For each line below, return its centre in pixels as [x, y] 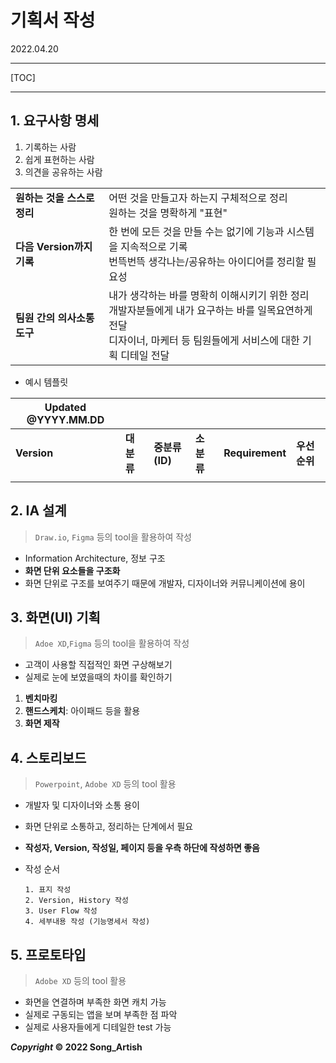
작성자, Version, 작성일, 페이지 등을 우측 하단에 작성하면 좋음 [142, 848]
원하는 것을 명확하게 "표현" [168, 213]
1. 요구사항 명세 [55, 121]
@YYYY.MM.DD [65, 419]
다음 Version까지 [54, 246]
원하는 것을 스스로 [55, 198]
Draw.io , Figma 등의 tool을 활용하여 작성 [113, 537]
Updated [65, 407]
